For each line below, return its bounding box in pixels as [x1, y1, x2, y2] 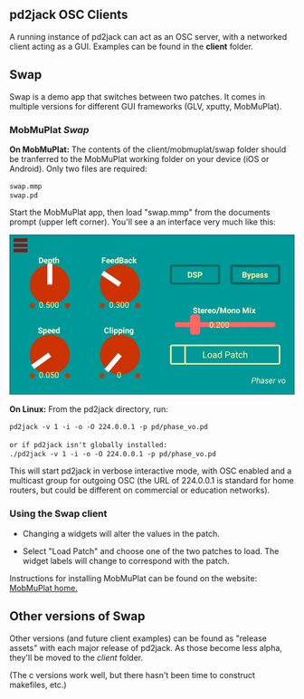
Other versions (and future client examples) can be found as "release [9, 633, 267, 644]
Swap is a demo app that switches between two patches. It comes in [9, 91, 265, 102]
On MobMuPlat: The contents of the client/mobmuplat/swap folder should [9, 144, 287, 155]
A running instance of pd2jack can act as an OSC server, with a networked [9, 31, 288, 42]
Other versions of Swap [9, 608, 146, 624]
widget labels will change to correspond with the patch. [22, 555, 230, 566]
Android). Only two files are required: [9, 163, 147, 174]
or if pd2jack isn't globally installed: [9, 441, 168, 450]
